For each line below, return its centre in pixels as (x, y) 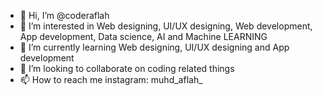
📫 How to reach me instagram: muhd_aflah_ (111, 79)
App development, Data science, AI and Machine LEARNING (143, 36)
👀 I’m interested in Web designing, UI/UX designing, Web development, (166, 26)
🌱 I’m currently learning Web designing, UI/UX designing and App (154, 47)
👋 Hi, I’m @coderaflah (64, 15)
